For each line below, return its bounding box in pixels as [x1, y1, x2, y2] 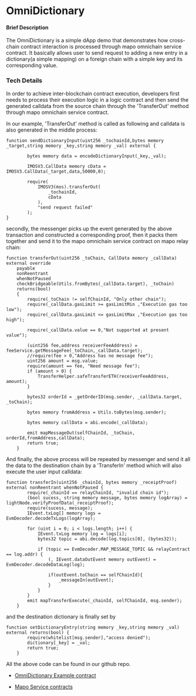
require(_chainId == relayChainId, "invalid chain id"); [27, 489, 169, 496]
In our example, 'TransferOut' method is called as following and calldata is [6, 120, 185, 127]
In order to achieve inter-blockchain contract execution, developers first [6, 90, 180, 97]
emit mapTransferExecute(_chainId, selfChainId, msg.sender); [27, 597, 183, 603]
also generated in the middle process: [6, 126, 98, 133]
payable [16, 265, 35, 271]
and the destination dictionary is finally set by [6, 613, 116, 620]
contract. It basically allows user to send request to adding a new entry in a [6, 49, 188, 56]
